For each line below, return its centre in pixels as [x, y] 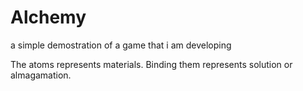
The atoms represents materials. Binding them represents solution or [151, 64]
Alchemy [48, 17]
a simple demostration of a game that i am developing [121, 45]
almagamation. [41, 75]
